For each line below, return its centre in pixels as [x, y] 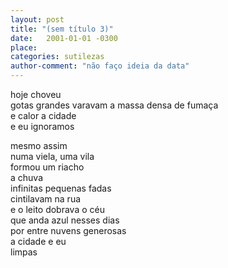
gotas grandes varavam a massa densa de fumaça [114, 105]
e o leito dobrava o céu [57, 209]
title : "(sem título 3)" [62, 29]
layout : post [37, 19]
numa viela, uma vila [52, 156]
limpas [24, 252]
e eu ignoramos [42, 126]
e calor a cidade [43, 115]
